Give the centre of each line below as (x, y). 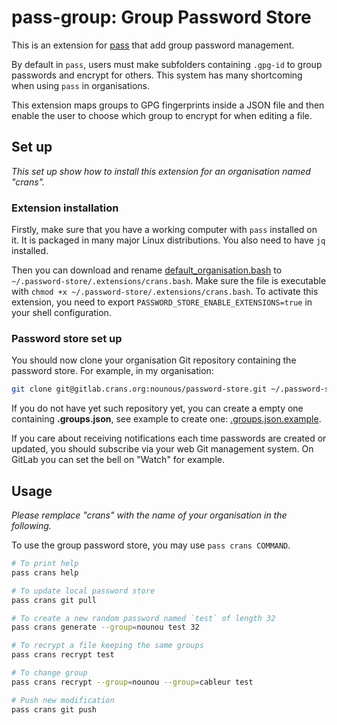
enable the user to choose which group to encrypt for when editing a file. (162, 115)
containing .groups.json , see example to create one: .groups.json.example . (166, 419)
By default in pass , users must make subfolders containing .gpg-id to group (167, 64)
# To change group (49, 673)
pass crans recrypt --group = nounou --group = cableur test (132, 682)
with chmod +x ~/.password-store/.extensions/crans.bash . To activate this (165, 292)
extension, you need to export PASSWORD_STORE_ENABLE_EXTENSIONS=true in (162, 302)
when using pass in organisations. (80, 85)
